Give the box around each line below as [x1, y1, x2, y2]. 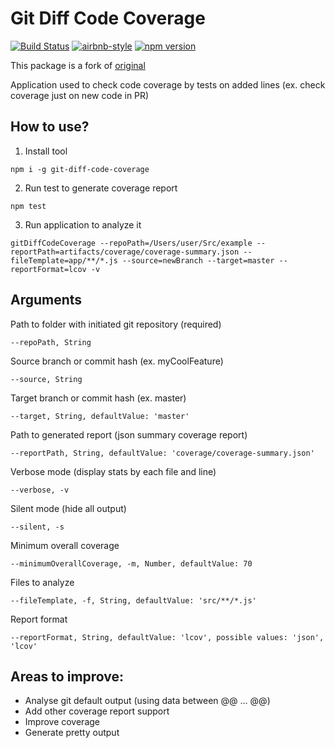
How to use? [10, 118, 90, 136]
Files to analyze [10, 576, 75, 588]
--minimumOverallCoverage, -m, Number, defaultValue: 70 [10, 558, 253, 569]
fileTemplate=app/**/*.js [10, 255, 118, 266]
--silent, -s [10, 522, 65, 532]
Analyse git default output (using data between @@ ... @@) [24, 695, 271, 707]
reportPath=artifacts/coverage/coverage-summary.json [10, 247, 240, 257]
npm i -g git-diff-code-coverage [10, 164, 150, 174]
